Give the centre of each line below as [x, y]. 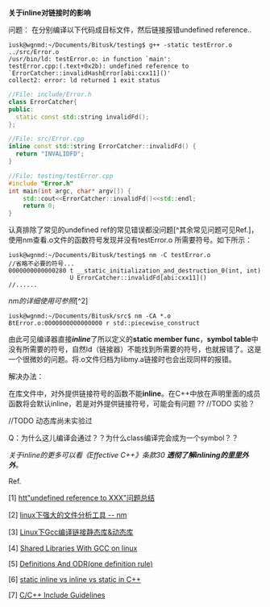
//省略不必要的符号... [42, 264]
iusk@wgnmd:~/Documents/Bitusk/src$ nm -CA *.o [90, 316]
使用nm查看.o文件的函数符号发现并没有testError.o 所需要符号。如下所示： [130, 240]
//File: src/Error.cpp [46, 139]
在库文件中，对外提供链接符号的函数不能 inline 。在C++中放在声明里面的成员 [134, 393]
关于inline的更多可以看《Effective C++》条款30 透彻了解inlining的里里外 [129, 455]
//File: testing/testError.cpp [61, 176]
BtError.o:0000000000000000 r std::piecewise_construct [104, 323]
